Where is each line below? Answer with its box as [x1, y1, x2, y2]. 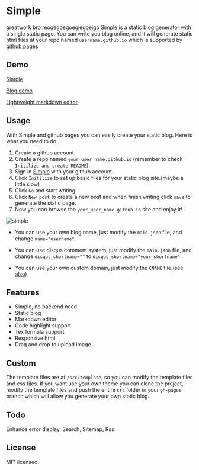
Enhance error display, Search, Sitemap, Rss [6, 426, 114, 433]
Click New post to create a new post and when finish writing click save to [14, 193, 191, 200]
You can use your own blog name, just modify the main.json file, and [14, 228, 182, 236]
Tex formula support [14, 329, 65, 336]
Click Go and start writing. [14, 186, 77, 194]
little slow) [14, 181, 40, 188]
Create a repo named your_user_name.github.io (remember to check [14, 155, 183, 162]
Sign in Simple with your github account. [14, 168, 114, 175]
